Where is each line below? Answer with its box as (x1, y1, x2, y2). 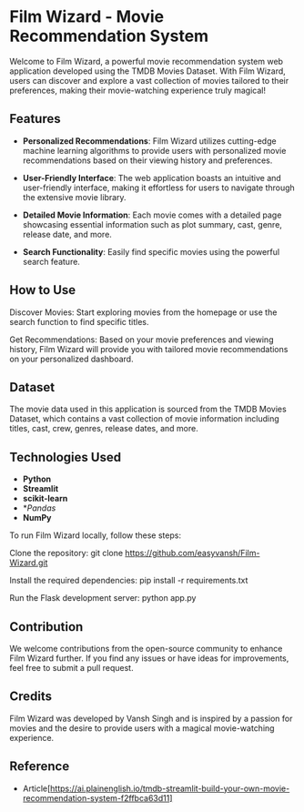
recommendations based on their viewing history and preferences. (22, 155, 273, 166)
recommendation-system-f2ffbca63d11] (22, 792, 173, 803)
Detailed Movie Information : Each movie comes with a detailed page (22, 209, 282, 220)
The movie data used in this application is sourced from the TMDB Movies (9, 403, 287, 415)
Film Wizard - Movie (9, 6, 165, 27)
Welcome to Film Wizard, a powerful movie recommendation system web (9, 56, 284, 66)
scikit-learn (22, 493, 68, 504)
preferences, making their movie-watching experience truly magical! (9, 85, 267, 96)
